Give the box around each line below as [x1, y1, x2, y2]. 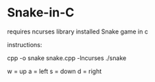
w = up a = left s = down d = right [7, 67, 102, 75]
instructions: [7, 40, 43, 49]
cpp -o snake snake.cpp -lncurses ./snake [7, 53, 127, 62]
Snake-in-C [7, 5, 75, 20]
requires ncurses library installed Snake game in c [7, 27, 149, 36]
